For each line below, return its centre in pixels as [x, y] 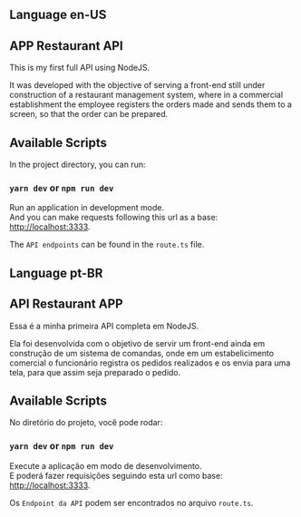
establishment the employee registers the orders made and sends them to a [151, 104]
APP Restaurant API [67, 46]
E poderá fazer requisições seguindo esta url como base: [117, 475]
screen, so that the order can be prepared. [89, 114]
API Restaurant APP [67, 304]
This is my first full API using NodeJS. [80, 68]
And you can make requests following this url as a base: [114, 218]
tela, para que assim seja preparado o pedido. [95, 372]
